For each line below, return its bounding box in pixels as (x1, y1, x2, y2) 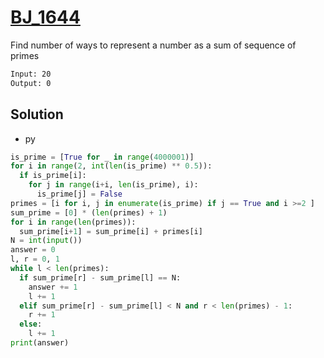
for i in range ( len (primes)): (10, 217, 137, 227)
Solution (10, 106, 64, 123)
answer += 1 (28, 282, 78, 292)
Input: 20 (10, 69, 52, 79)
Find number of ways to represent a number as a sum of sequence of (10, 39, 297, 51)
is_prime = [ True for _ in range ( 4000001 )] (10, 152, 195, 162)
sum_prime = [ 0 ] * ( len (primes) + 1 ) (10, 207, 168, 218)
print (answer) (10, 338, 70, 348)
